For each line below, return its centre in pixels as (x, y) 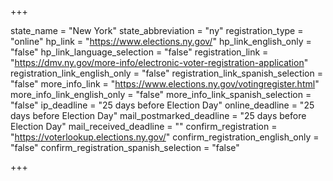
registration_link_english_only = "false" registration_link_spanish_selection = (166, 73)
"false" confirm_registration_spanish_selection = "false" (125, 147)
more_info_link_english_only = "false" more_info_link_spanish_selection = (161, 94)
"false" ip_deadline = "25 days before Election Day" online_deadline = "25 (162, 105)
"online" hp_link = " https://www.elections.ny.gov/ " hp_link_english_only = (161, 41)
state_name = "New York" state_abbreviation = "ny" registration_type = (157, 30)
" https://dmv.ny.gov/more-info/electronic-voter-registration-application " (159, 62)
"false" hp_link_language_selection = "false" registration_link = (139, 52)
